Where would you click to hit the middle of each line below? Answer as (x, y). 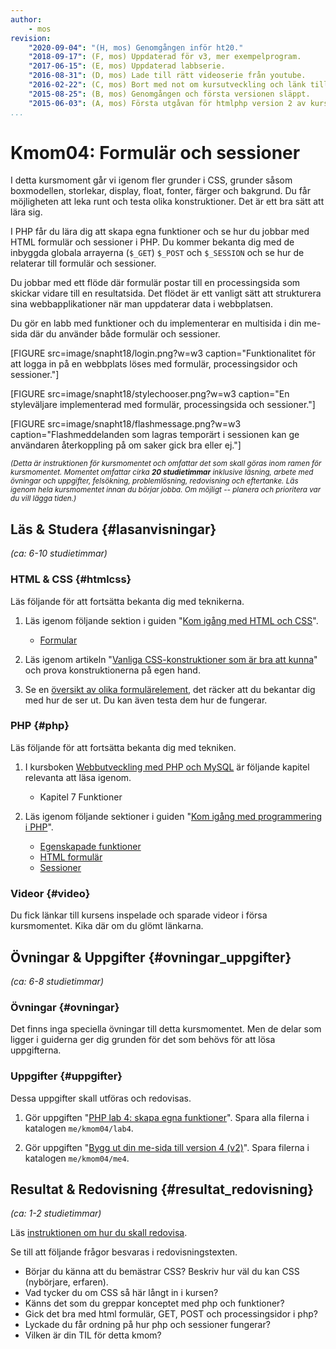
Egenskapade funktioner (90, 846)
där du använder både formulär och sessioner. (125, 334)
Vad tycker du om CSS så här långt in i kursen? (121, 1293)
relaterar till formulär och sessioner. (83, 263)
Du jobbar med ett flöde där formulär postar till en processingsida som (155, 283)
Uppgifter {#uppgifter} (66, 1076)
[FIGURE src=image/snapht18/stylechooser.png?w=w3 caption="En (150, 394)
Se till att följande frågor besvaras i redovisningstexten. (124, 1252)
